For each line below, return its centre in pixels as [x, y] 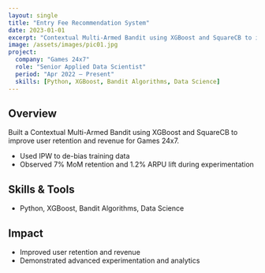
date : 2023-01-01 [37, 30]
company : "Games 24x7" [52, 60]
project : [22, 52]
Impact [26, 233]
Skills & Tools [41, 189]
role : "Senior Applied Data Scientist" [81, 67]
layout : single [33, 15]
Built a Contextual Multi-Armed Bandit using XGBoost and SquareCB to [123, 133]
